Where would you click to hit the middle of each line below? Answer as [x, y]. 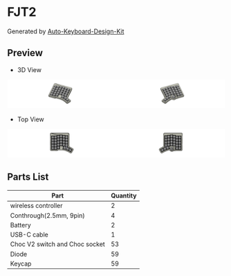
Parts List [28, 177]
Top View [31, 119]
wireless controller [37, 206]
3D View [29, 69]
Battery [20, 225]
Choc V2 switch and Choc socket [57, 244]
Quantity [123, 196]
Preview [25, 53]
